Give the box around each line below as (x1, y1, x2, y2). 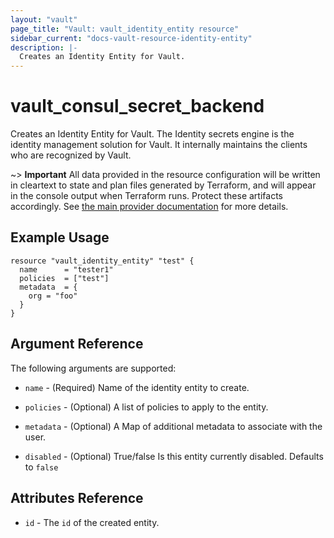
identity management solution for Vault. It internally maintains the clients (10, 139, 308, 151)
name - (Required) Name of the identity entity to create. (24, 381, 250, 393)
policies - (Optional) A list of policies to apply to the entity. (24, 401, 269, 413)
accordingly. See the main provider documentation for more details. (10, 201, 289, 213)
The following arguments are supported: (10, 362, 177, 374)
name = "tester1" (19, 264, 114, 275)
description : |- (10, 42, 78, 53)
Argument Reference (10, 336, 144, 353)
